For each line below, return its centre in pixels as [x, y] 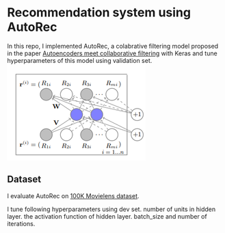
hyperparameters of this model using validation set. [80, 60]
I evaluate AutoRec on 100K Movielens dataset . [73, 195]
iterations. [21, 223]
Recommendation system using [99, 13]
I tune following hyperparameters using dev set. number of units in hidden [111, 209]
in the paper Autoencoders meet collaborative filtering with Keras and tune [112, 53]
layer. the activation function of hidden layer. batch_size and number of [107, 216]
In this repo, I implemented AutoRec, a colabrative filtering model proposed [113, 46]
